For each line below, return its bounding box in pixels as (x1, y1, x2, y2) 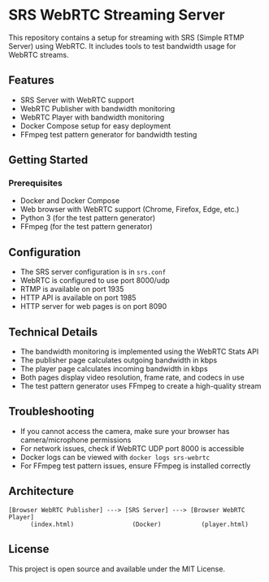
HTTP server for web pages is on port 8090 (20, 302, 167, 311)
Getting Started (8, 153, 89, 167)
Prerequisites (8, 177, 63, 189)
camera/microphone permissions (20, 435, 132, 445)
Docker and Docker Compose (20, 196, 120, 206)
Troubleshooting (8, 405, 95, 419)
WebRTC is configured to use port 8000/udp (20, 276, 171, 285)
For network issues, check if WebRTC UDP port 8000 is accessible (20, 443, 245, 453)
